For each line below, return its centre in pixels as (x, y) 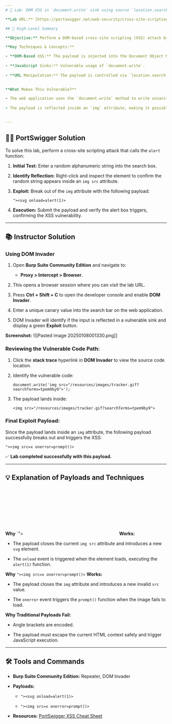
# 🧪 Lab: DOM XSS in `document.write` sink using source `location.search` (88, 10)
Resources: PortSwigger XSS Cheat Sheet (58, 716)
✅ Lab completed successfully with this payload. (58, 456)
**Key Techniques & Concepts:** (40, 47)
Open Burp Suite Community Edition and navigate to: (69, 265)
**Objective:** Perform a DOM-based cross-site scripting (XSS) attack (83, 38)
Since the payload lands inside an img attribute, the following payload (78, 432)
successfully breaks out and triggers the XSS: (54, 437)
